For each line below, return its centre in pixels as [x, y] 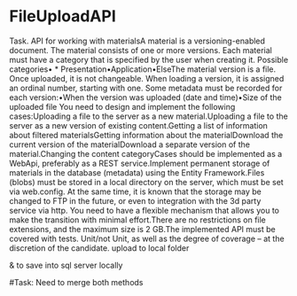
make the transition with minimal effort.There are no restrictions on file [137, 220]
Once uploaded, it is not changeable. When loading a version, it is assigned [147, 78]
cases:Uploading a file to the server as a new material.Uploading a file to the [148, 116]
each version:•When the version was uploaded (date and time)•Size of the [145, 97]
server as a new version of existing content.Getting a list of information [139, 125]
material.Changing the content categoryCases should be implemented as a [146, 153]
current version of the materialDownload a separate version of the [130, 144]
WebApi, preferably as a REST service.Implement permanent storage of [140, 163]
